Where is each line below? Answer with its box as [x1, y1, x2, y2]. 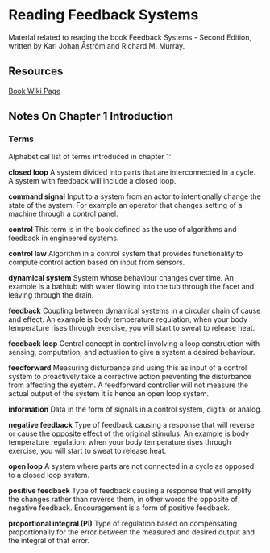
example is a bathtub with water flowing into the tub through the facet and [8, 281, 255, 292]
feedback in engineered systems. [8, 233, 119, 243]
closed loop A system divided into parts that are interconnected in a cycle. [8, 167, 256, 177]
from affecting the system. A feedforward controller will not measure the [8, 380, 248, 390]
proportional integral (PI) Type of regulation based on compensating [8, 519, 238, 529]
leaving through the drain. [8, 290, 94, 300]
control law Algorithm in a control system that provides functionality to [8, 249, 243, 259]
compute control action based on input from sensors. [8, 257, 185, 268]
